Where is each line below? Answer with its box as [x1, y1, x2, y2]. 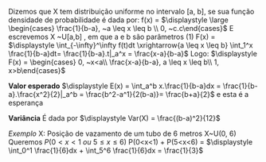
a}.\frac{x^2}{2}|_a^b [8, 90, 78, 98]
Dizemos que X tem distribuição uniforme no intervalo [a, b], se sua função [8, 7, 255, 16]
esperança [8, 98, 44, 107]
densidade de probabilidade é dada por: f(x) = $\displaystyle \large [8, 15, 229, 25]
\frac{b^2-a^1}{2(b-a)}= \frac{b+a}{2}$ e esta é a [85, 90, 249, 98]
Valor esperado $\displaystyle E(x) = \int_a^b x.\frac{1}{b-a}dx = [8, 81, 221, 91]
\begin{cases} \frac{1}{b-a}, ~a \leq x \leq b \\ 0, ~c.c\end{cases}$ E [8, 24, 234, 33]
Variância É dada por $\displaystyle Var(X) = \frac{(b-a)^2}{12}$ [8, 114, 221, 122]
